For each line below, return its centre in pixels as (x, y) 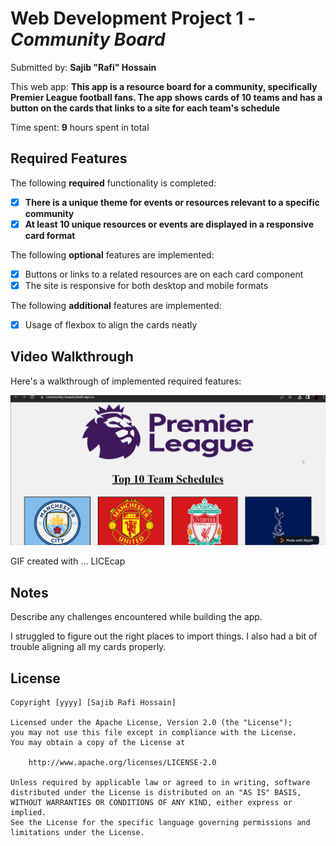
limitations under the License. (77, 832)
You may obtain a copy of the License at (98, 742)
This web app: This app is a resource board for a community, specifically (164, 86)
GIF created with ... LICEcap (68, 561)
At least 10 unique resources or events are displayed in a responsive (169, 224)
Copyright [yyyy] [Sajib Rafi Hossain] (93, 702)
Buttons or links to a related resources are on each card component (164, 274)
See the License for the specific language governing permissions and (160, 822)
